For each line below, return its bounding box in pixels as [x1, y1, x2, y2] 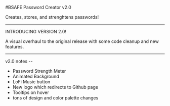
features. [5, 44, 24, 49]
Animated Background [12, 73, 59, 79]
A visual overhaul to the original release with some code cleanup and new [5, 38, 159, 44]
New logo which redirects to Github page [12, 84, 99, 90]
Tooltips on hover [12, 89, 50, 95]
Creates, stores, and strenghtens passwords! [5, 14, 99, 20]
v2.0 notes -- [5, 58, 33, 64]
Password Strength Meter [12, 68, 66, 74]
